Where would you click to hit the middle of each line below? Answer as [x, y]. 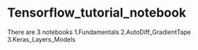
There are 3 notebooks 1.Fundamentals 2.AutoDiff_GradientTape [99, 32]
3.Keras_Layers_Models [41, 39]
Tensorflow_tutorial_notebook [97, 13]
